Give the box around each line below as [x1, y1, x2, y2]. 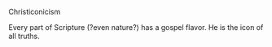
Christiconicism [8, 7, 61, 16]
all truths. [8, 32, 40, 41]
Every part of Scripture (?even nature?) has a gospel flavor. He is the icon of [8, 23, 264, 32]
